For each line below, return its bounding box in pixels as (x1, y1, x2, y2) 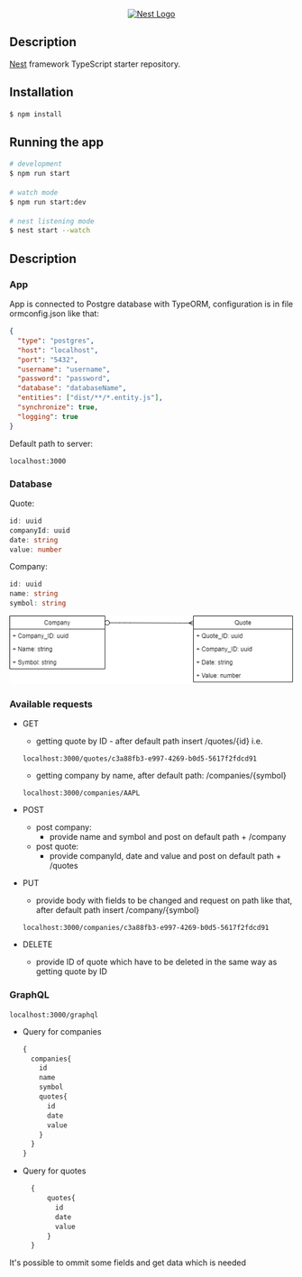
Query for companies (22, 1026, 102, 1036)
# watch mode (9, 187, 59, 197)
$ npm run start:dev (9, 197, 87, 206)
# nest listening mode (9, 216, 95, 225)
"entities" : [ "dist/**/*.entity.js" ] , (17, 393, 164, 403)
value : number (9, 545, 63, 554)
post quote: (35, 841, 79, 852)
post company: (35, 822, 92, 833)
